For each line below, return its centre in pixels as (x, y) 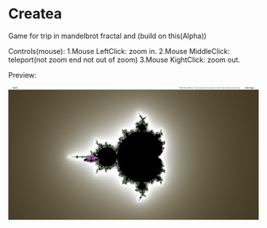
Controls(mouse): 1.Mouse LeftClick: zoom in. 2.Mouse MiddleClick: (119, 51)
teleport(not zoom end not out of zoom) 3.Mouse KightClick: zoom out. (124, 60)
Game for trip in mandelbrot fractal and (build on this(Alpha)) (107, 36)
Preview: (23, 75)
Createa (35, 14)
